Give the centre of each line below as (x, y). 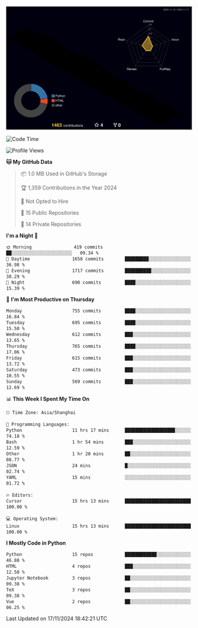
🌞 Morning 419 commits (55, 247)
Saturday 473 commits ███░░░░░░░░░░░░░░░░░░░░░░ (99, 370)
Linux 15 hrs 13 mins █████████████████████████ (99, 526)
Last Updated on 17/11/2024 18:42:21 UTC (57, 619)
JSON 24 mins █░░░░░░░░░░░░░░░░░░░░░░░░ (99, 466)
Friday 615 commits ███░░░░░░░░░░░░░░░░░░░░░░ (99, 358)
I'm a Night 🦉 (22, 236)
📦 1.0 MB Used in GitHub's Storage (64, 174)
